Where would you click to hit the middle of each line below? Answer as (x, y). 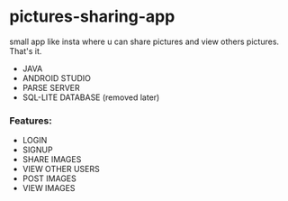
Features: (31, 121)
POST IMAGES (49, 178)
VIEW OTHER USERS (61, 169)
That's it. (26, 50)
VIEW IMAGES (49, 188)
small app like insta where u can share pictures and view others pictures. (144, 41)
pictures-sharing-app (92, 17)
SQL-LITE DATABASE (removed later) (91, 97)
